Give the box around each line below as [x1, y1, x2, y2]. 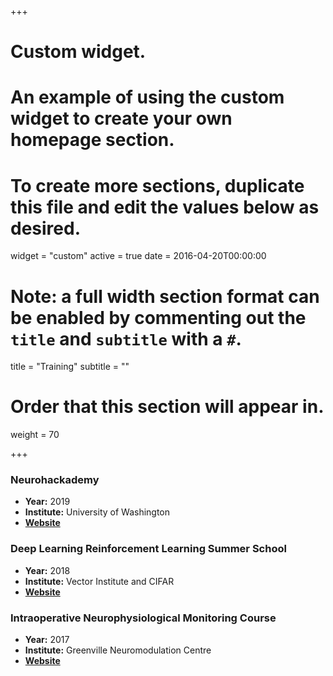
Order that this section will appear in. [10, 396, 325, 418]
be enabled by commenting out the [10, 306, 307, 329]
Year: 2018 [24, 564, 71, 576]
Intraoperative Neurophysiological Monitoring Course [10, 611, 277, 625]
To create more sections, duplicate [10, 174, 305, 197]
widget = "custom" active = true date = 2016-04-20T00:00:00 [10, 250, 267, 262]
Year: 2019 [24, 496, 71, 508]
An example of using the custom [10, 86, 285, 109]
